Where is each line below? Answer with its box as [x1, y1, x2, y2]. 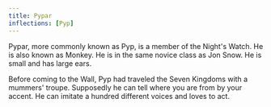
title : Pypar [8, 11, 53, 20]
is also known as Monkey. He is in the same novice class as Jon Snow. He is [8, 50, 262, 60]
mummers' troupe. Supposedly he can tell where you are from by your [8, 82, 243, 93]
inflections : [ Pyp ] [8, 19, 74, 27]
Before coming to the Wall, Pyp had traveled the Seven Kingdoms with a [8, 74, 248, 84]
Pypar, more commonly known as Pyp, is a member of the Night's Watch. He [8, 41, 264, 51]
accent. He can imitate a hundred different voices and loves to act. [8, 91, 231, 101]
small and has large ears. [8, 58, 92, 68]
